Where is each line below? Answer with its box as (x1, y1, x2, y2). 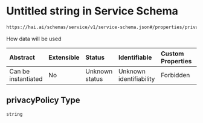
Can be (9, 67, 30, 75)
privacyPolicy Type (6, 95, 80, 106)
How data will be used (6, 35, 62, 42)
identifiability (118, 74, 155, 83)
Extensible (48, 53, 80, 61)
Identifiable (118, 53, 152, 61)
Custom (161, 49, 184, 58)
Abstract (9, 53, 35, 61)
